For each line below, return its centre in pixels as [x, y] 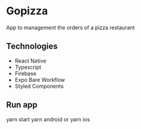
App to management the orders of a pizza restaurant [70, 27]
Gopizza [27, 11]
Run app [22, 105]
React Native [30, 60]
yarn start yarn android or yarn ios [48, 119]
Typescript [28, 67]
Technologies [32, 46]
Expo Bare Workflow [40, 79]
